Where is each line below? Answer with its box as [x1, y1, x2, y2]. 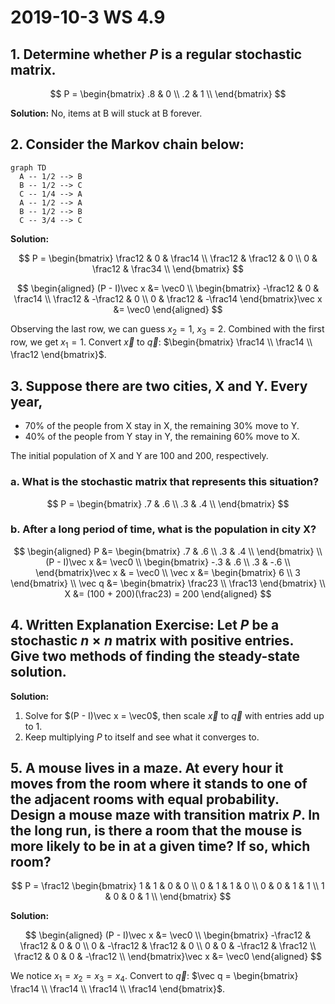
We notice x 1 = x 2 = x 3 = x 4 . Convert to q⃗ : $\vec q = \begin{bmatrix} [10, 970, 299, 985]
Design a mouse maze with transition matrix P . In [10, 807, 321, 824]
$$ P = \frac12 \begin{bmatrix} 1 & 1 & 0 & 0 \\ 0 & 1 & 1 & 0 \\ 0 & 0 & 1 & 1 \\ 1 [11, 880, 325, 892]
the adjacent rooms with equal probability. [10, 791, 280, 808]
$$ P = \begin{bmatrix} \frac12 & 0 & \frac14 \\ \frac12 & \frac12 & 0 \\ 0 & [18, 252, 318, 264]
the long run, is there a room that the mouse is [10, 822, 303, 840]
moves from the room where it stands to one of [10, 776, 308, 793]
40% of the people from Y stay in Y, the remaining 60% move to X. [24, 431, 301, 443]
